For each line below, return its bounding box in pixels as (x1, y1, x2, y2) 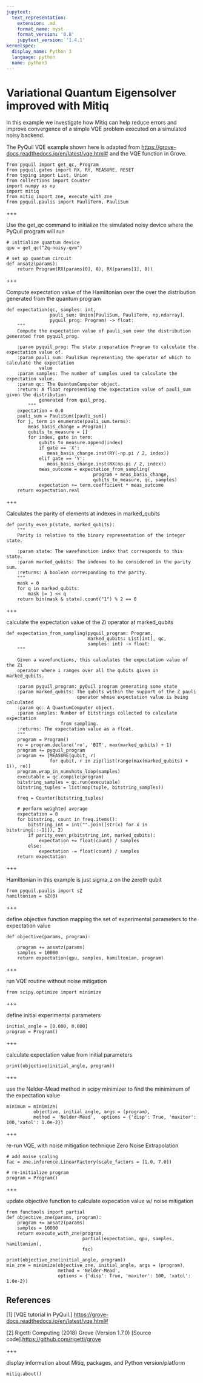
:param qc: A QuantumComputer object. (17, 705, 115, 711)
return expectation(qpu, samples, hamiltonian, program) (17, 955, 164, 961)
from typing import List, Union (6, 173, 88, 179)
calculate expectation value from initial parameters (6, 1051, 133, 1059)
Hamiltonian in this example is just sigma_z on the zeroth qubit (6, 876, 162, 884)
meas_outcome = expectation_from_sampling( (38, 466, 150, 473)
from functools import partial (6, 1209, 85, 1215)
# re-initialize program (6, 1170, 69, 1176)
